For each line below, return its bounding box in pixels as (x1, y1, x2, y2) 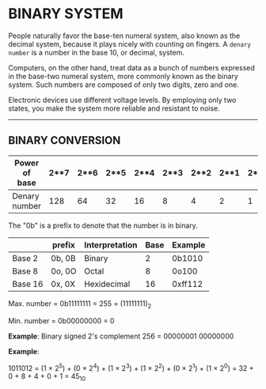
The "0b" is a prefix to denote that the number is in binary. (8, 221, 198, 230)
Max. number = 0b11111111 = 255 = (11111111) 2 (8, 298, 152, 310)
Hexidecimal (84, 278, 131, 289)
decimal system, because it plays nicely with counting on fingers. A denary (8, 39, 252, 48)
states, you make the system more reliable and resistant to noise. (8, 104, 220, 113)
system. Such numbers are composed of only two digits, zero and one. (8, 80, 239, 89)
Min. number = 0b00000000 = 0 (8, 315, 115, 325)
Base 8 (12, 266, 38, 277)
